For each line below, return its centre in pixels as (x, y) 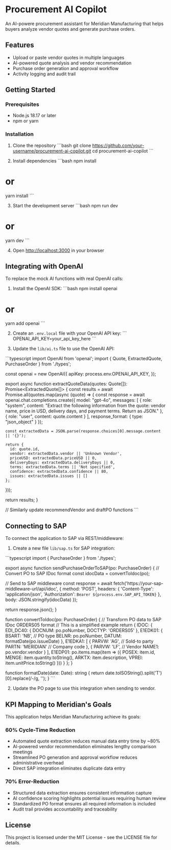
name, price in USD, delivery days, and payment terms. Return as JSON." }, (84, 411)
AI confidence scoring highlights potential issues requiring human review (89, 798)
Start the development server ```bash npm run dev (65, 205)
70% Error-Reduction (32, 781)
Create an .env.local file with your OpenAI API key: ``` (70, 333)
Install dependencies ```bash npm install (55, 161)
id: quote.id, (25, 449)
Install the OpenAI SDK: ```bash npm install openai (65, 289)
